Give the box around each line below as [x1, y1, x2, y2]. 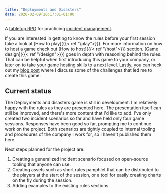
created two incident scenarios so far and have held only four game [5, 115, 145, 122]
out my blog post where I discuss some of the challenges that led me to [5, 67, 152, 73]
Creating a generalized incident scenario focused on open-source [12, 156, 148, 162]
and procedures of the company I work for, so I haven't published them [5, 131, 151, 137]
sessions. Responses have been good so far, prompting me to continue [5, 121, 151, 127]
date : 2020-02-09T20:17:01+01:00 [5, 12, 75, 17]
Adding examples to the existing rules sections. [12, 183, 110, 189]
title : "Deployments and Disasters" [5, 7, 81, 12]
